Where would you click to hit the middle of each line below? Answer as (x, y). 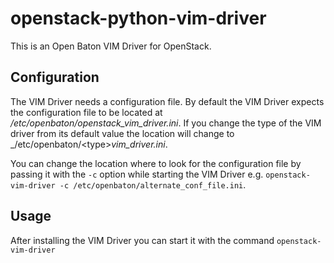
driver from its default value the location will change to (122, 133)
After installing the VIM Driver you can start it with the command (142, 240)
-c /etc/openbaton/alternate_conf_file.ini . (153, 184)
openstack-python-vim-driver (138, 18)
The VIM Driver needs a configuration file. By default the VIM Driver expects (167, 101)
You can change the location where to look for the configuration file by (156, 163)
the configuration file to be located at (86, 112)
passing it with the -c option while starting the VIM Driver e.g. (137, 174)
